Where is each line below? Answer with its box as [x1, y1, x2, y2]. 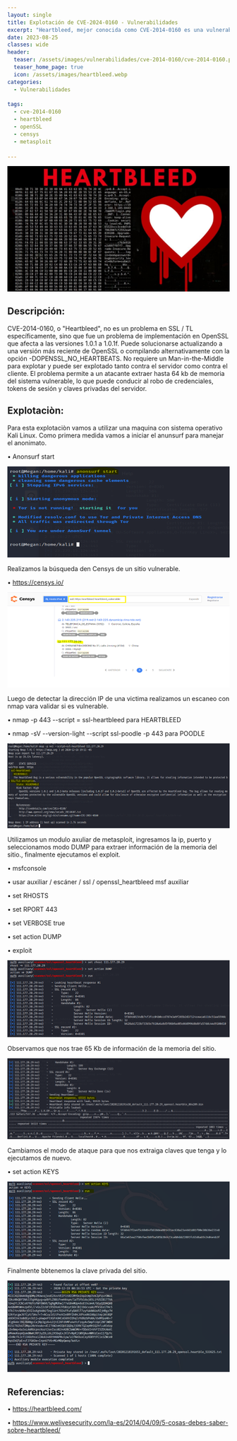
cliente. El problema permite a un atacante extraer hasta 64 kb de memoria [7, 369, 225, 377]
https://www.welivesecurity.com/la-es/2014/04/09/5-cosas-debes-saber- [12, 1418, 229, 1427]
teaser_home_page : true [13, 64, 83, 71]
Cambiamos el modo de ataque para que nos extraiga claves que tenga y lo [7, 1146, 227, 1155]
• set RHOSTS [7, 891, 49, 900]
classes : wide [7, 41, 49, 49]
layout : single [7, 11, 52, 18]
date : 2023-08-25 [7, 34, 59, 41]
